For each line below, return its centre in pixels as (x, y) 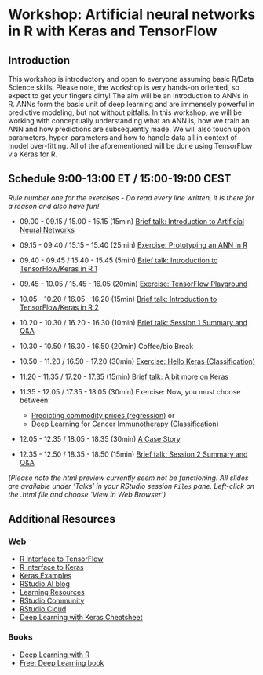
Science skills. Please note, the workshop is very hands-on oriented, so (124, 87)
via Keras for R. (33, 154)
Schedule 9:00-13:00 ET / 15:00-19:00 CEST (120, 179)
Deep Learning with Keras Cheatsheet (81, 617)
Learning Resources (52, 592)
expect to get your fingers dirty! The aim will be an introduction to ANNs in (128, 95)
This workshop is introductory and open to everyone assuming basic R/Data (131, 79)
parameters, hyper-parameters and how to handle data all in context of (123, 138)
